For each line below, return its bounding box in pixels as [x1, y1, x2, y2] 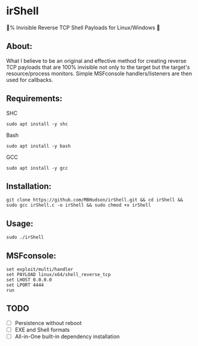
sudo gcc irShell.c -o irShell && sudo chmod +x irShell [6, 202, 151, 209]
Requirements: [6, 94, 63, 104]
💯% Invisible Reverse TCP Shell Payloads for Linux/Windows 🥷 [6, 24, 160, 31]
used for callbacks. [6, 76, 54, 83]
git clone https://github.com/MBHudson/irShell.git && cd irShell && [6, 197, 184, 203]
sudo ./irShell [6, 234, 44, 240]
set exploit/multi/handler [6, 267, 74, 272]
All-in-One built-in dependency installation [14, 333, 120, 340]
